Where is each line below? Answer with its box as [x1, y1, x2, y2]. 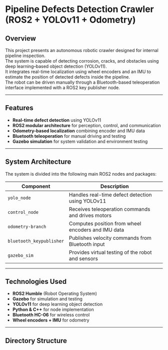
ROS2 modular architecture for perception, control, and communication [12, 122, 161, 128]
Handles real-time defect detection [69, 191, 152, 198]
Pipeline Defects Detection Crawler [5, 4, 154, 15]
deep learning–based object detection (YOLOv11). [5, 64, 107, 69]
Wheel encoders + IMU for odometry [12, 317, 89, 323]
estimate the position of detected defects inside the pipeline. [5, 74, 130, 80]
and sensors [69, 255, 98, 262]
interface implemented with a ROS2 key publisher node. [5, 85, 120, 91]
